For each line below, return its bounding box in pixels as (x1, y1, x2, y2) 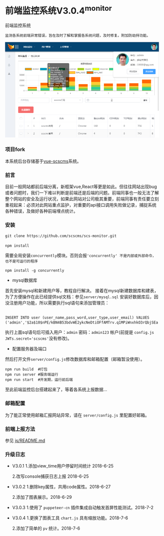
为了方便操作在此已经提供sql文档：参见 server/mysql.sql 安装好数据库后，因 (5, 294, 159, 300)
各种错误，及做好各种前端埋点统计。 (5, 208, 78, 214)
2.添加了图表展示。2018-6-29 (12, 494, 72, 500)
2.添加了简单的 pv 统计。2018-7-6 (12, 525, 81, 532)
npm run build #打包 (5, 367, 48, 372)
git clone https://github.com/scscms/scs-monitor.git (5, 233, 117, 238)
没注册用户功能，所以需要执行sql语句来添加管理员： (5, 300, 110, 306)
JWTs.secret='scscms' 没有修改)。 (5, 335, 72, 341)
